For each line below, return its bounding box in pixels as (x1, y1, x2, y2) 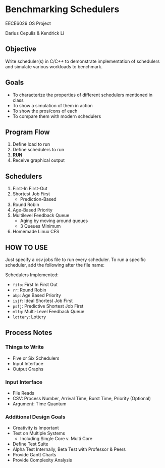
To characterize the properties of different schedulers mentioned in (12, 92, 153, 98)
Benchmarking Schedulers (5, 4, 120, 15)
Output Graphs (12, 366, 44, 372)
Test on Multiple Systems (12, 430, 66, 436)
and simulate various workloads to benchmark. (5, 63, 103, 69)
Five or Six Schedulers (12, 355, 60, 361)
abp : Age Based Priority (12, 292, 62, 298)
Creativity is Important (12, 425, 59, 431)
